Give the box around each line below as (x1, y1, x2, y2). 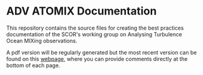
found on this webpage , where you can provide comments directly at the (6, 55, 188, 62)
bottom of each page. (6, 62, 61, 69)
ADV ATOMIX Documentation (6, 4, 157, 18)
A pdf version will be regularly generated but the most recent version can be (6, 48, 197, 56)
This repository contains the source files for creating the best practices (6, 24, 184, 31)
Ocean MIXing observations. (6, 37, 78, 44)
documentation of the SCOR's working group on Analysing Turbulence (6, 30, 182, 37)
